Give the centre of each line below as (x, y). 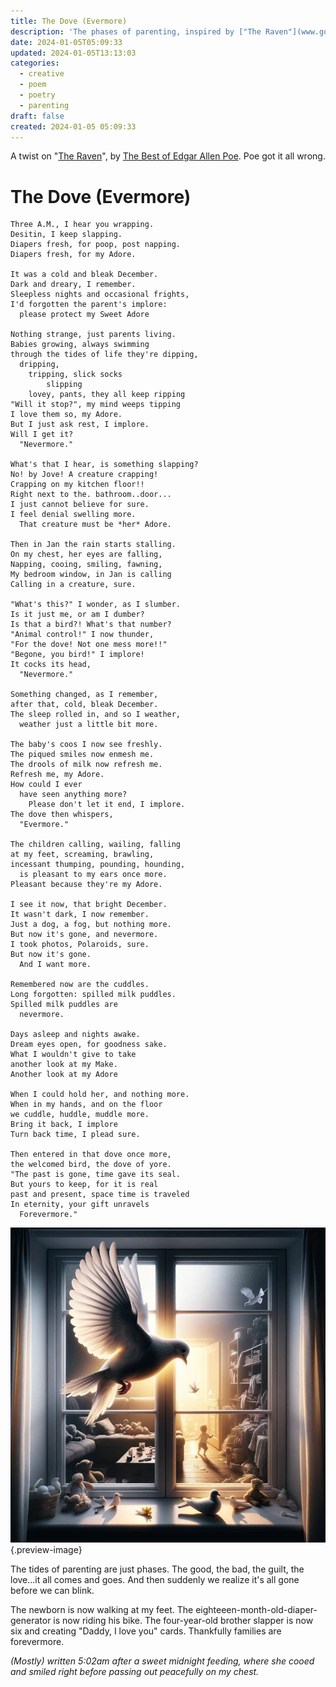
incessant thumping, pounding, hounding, (98, 865)
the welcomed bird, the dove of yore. (91, 1165)
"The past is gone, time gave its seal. (96, 1175)
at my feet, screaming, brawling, (82, 855)
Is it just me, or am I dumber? (77, 615)
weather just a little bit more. (89, 725)
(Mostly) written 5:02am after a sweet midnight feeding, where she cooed (162, 1661)
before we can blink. (52, 1591)
